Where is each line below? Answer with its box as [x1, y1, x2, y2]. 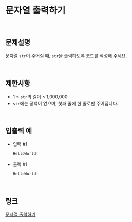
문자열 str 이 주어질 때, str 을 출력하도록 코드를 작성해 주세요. [5, 52, 127, 59]
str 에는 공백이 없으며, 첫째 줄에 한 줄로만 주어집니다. [12, 100, 119, 106]
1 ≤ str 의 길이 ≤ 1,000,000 [12, 93, 68, 100]
